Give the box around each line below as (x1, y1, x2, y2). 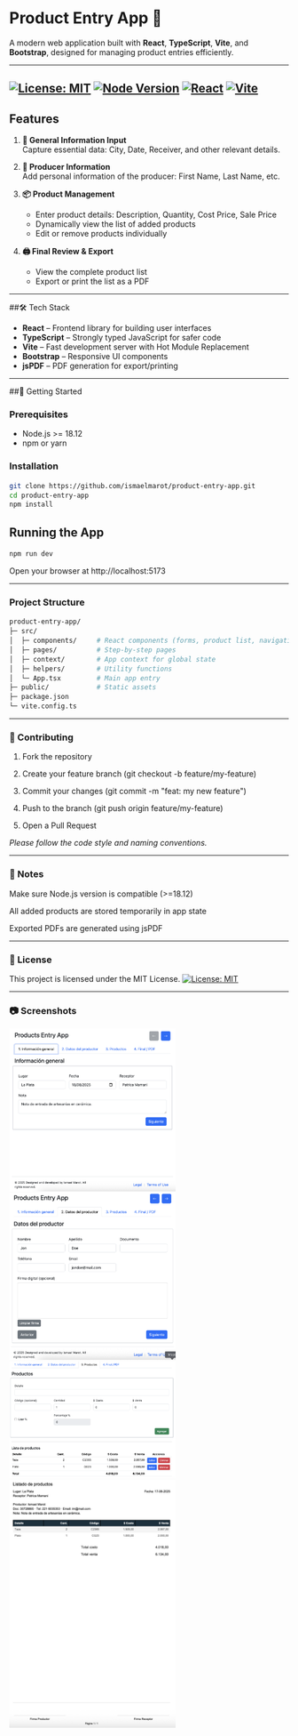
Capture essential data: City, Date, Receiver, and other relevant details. (21, 144, 281, 155)
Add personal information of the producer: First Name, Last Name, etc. (21, 171, 281, 181)
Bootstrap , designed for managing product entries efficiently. (9, 46, 234, 57)
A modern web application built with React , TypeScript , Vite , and (9, 37, 249, 48)
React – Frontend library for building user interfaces (21, 323, 212, 334)
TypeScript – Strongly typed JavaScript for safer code (21, 333, 222, 343)
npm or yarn (21, 438, 67, 448)
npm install (9, 500, 53, 510)
